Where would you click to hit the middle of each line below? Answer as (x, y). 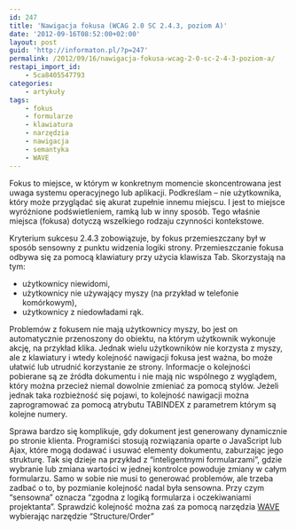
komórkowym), (49, 302)
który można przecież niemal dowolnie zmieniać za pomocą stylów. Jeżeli (144, 385)
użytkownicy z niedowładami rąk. (83, 312)
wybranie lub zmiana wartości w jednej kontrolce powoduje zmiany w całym (148, 469)
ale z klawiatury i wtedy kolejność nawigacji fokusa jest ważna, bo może (141, 357)
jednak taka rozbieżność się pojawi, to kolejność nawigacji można (129, 395)
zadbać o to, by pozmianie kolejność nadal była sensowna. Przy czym (137, 487)
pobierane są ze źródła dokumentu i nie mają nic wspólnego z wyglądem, (143, 376)
